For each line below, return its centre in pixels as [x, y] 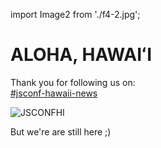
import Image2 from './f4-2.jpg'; [75, 14]
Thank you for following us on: [73, 82]
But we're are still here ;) [61, 131]
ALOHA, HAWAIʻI [81, 55]
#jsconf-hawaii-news [54, 93]
